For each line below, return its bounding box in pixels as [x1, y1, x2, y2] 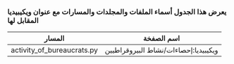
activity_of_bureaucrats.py [11, 45, 99, 55]
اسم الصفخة [143, 33, 180, 43]
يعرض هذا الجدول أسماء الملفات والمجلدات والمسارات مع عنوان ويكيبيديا [7, 7, 227, 17]
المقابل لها [7, 15, 39, 25]
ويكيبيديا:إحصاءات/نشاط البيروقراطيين [104, 45, 218, 55]
